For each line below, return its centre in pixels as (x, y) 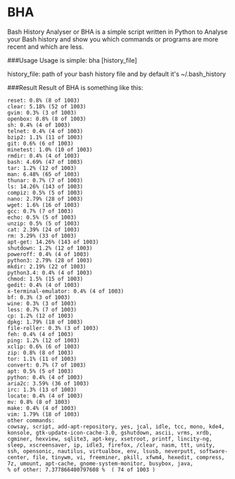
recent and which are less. (46, 46)
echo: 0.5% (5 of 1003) (42, 217)
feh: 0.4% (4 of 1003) (40, 334)
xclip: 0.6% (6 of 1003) (44, 346)
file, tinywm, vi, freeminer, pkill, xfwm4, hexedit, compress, (129, 457)
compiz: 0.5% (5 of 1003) (45, 193)
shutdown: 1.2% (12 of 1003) (50, 248)
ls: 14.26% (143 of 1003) (45, 186)
